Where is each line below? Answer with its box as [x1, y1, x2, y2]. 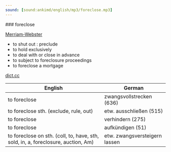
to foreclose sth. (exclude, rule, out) [8, 107, 93, 115]
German [124, 84, 144, 91]
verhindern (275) [104, 116, 146, 123]
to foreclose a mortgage [12, 62, 64, 68]
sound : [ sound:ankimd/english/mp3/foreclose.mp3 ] [5, 7, 113, 13]
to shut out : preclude [12, 41, 58, 47]
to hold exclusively [12, 46, 52, 52]
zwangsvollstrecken [104, 93, 152, 100]
